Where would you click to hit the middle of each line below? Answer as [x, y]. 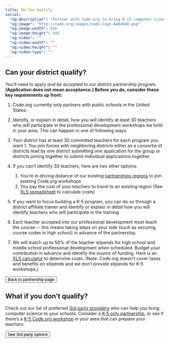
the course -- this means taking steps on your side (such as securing [84, 227]
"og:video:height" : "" [33, 47]
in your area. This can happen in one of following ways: [70, 131]
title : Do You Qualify [29, 10]
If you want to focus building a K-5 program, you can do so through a [84, 202]
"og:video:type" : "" [31, 52]
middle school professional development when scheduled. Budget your [86, 248]
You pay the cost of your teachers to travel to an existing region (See [91, 187]
